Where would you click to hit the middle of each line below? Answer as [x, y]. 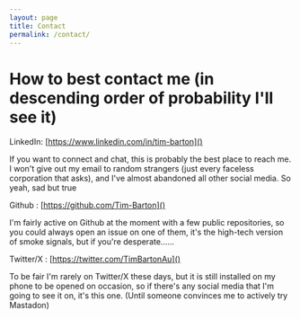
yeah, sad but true [43, 188]
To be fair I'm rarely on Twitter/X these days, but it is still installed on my [142, 277]
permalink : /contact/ [50, 34]
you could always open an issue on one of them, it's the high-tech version [146, 232]
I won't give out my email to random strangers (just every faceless [132, 169]
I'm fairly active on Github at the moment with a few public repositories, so [147, 223]
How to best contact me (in [112, 79]
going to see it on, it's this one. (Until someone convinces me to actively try [149, 296]
